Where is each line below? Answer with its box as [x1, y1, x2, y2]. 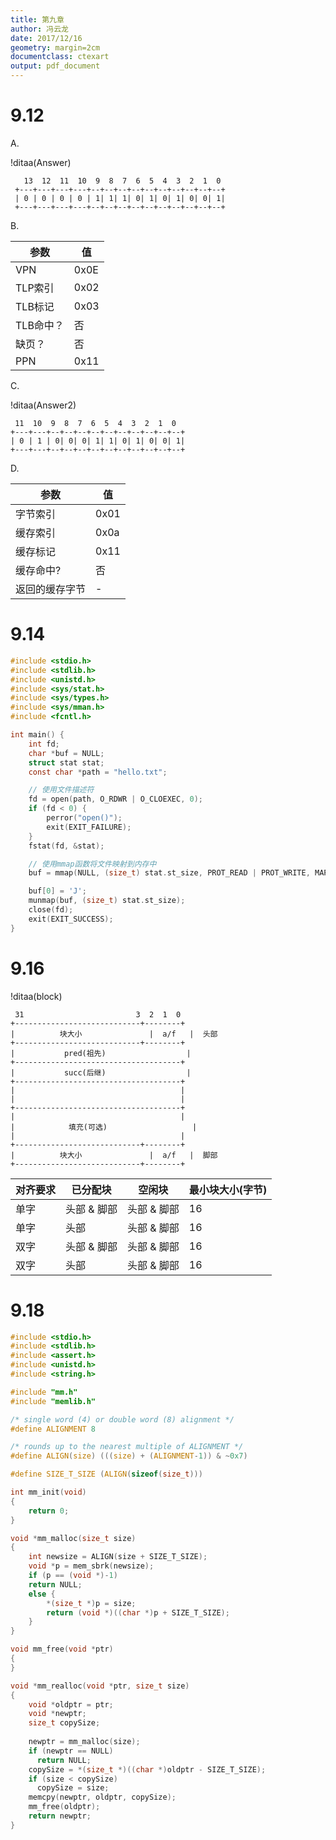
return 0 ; [28, 1506, 70, 1516]
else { [28, 1589, 56, 1599]
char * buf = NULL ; [28, 748, 105, 758]
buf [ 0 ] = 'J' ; [28, 886, 87, 896]
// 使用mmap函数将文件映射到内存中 [28, 859, 157, 869]
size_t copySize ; [28, 1718, 101, 1728]
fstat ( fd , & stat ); [28, 841, 105, 851]
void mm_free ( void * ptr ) [10, 1644, 114, 1655]
